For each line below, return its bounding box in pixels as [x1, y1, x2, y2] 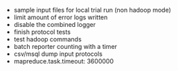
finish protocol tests [13, 28, 71, 36]
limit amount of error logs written [13, 13, 108, 21]
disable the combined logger [13, 21, 96, 28]
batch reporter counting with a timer [13, 43, 118, 50]
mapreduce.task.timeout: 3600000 [13, 57, 114, 65]
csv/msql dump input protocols [13, 50, 103, 58]
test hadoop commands [13, 35, 82, 43]
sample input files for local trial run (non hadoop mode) [13, 6, 171, 14]
